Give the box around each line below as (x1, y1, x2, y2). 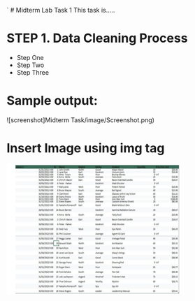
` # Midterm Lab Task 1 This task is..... (6, 6, 115, 14)
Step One (16, 53, 45, 61)
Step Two (16, 61, 45, 69)
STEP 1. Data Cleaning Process (6, 31, 188, 46)
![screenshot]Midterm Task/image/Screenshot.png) (6, 115, 155, 124)
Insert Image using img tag (6, 140, 165, 156)
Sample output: (6, 93, 99, 109)
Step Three (16, 68, 50, 76)
